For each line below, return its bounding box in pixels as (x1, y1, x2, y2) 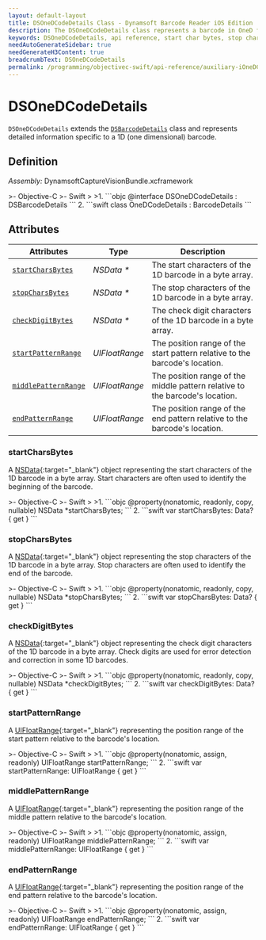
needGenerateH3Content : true (8, 48, 104, 56)
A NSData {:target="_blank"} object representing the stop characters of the (8, 552, 252, 561)
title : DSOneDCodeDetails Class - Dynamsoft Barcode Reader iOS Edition (8, 19, 253, 27)
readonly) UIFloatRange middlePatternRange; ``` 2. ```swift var (8, 835, 210, 845)
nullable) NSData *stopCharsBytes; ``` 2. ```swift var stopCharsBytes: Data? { (8, 592, 257, 602)
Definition (8, 155, 58, 169)
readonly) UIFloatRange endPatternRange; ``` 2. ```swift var (8, 915, 200, 924)
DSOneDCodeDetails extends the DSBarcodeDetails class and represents (8, 124, 237, 133)
